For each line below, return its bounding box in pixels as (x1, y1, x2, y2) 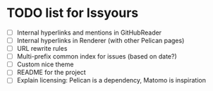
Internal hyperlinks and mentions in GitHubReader (16, 28, 162, 37)
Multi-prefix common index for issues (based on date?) (16, 52, 177, 61)
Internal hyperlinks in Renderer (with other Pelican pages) (16, 37, 185, 44)
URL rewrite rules (16, 44, 68, 53)
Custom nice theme (16, 60, 74, 68)
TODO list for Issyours (6, 5, 139, 21)
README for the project (16, 68, 86, 77)
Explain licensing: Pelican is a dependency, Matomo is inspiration (16, 76, 206, 85)
